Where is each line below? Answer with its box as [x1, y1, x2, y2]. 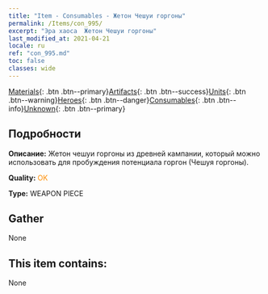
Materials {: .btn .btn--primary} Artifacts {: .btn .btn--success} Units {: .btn [8, 86, 246, 96]
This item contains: [8, 256, 107, 271]
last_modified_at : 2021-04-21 [8, 34, 111, 43]
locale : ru [8, 42, 45, 50]
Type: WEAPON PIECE [8, 188, 84, 198]
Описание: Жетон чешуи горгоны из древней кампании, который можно [8, 149, 261, 158]
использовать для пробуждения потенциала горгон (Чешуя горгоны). [8, 157, 249, 166]
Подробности [8, 127, 82, 141]
